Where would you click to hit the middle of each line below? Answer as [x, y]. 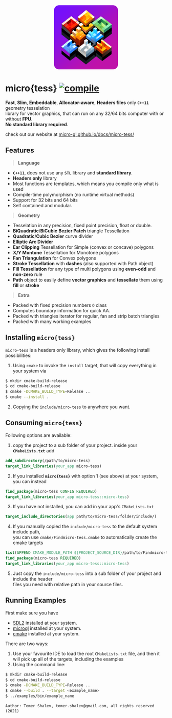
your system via [29, 371]
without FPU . [19, 119]
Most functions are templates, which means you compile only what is [85, 184]
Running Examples [36, 600]
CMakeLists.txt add [34, 450]
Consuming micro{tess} [44, 423]
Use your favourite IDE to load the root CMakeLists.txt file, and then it [86, 653]
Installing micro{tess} [40, 338]
